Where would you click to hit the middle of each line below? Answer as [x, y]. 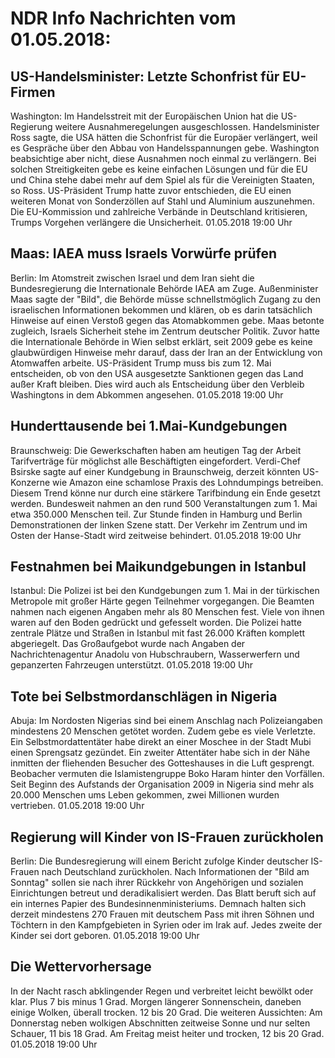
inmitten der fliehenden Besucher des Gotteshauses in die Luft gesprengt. [162, 763]
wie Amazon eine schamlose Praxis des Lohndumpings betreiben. [188, 482]
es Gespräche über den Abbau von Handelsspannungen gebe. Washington [165, 148]
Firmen [33, 92]
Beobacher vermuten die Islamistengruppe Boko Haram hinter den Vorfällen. [167, 774]
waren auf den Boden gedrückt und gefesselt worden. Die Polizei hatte [156, 623]
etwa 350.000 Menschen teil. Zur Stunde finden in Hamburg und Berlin [156, 514]
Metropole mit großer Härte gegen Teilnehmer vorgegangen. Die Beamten [162, 601]
